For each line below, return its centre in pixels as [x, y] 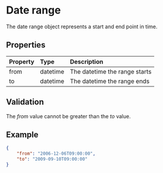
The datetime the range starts [111, 71]
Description [87, 61]
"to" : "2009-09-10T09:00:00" [52, 159]
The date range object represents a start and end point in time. [82, 26]
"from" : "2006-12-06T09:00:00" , [56, 154]
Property [22, 61]
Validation [25, 102]
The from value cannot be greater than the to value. [68, 116]
